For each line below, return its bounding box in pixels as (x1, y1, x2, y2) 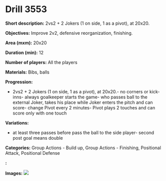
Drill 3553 (5, 4, 47, 15)
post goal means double (12, 135, 63, 141)
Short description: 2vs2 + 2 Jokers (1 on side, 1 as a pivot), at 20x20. (5, 20, 150, 26)
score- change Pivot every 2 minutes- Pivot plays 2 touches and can (12, 104, 155, 110)
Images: (5, 170, 23, 176)
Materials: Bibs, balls (5, 69, 49, 75)
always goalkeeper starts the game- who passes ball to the (24, 94, 148, 100)
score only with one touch (12, 110, 67, 116)
